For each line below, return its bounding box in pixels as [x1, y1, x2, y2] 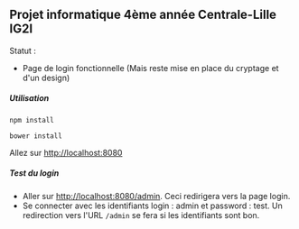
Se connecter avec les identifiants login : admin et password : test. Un [22, 200, 283, 211]
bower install [9, 131, 63, 141]
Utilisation [9, 93, 50, 104]
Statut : [9, 45, 36, 56]
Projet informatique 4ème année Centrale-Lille [9, 7, 277, 23]
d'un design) [22, 72, 70, 83]
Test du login [9, 168, 60, 179]
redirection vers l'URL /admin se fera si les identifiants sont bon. [22, 209, 260, 220]
